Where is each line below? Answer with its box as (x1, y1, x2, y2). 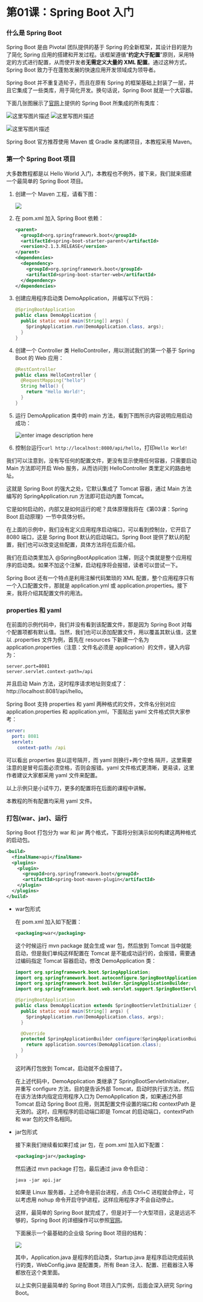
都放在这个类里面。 (14, 1269, 63, 1276)
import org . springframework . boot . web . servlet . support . (14, 986, 156, 992)
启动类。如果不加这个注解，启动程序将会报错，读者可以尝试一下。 (16, 561, 181, 568)
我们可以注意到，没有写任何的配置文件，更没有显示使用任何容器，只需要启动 (6, 457, 197, 464)
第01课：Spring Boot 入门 (6, 5, 134, 19)
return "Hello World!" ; (26, 389, 86, 395)
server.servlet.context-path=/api (6, 669, 94, 675)
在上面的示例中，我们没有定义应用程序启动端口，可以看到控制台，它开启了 (6, 525, 192, 533)
